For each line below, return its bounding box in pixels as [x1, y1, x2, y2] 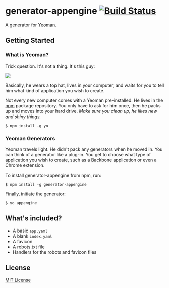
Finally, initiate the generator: [5, 191, 66, 197]
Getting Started [5, 36, 55, 45]
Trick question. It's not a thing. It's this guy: [5, 63, 95, 69]
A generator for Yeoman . [5, 22, 57, 28]
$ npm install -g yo [5, 123, 49, 128]
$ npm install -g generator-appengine [5, 182, 87, 187]
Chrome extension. [5, 162, 45, 168]
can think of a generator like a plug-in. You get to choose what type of [5, 151, 151, 157]
